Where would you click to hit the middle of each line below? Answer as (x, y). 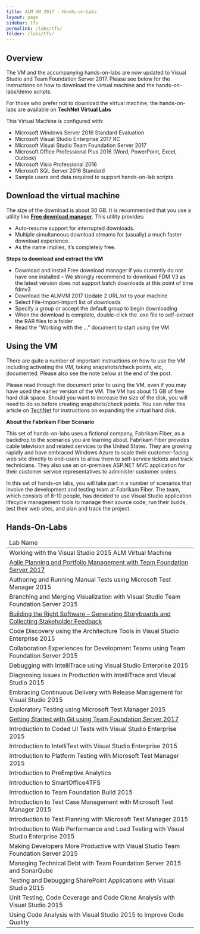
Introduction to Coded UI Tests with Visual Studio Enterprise (93, 729)
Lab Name (24, 543)
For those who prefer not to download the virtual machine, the (82, 103)
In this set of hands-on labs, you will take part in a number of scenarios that (99, 483)
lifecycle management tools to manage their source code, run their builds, (97, 502)
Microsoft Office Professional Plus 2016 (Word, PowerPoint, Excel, (96, 151)
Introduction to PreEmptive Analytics (60, 773)
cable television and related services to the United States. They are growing (99, 446)
